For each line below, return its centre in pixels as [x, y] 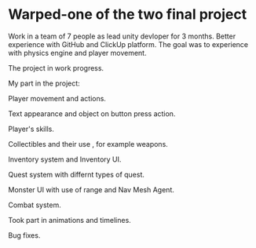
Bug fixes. [24, 235]
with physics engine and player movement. [77, 53]
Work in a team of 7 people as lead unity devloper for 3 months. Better [122, 36]
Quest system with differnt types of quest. [77, 174]
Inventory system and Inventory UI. [65, 159]
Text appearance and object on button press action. [92, 113]
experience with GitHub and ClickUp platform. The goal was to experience [128, 44]
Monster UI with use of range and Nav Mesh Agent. [91, 189]
